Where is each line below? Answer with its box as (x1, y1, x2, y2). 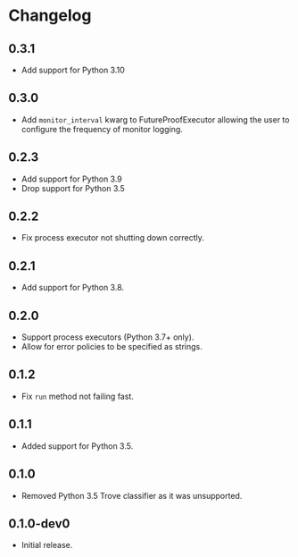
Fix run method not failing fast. (21, 391, 135, 401)
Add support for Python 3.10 (21, 64, 126, 75)
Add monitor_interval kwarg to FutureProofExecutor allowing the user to (21, 114, 290, 125)
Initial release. (21, 540, 73, 551)
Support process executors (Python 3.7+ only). (21, 332, 195, 342)
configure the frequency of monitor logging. (21, 123, 184, 134)
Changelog (8, 5, 92, 26)
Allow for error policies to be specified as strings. (21, 342, 203, 352)
